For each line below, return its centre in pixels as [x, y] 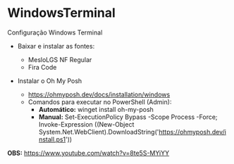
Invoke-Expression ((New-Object [86, 124]
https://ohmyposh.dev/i [192, 132]
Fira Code [42, 67]
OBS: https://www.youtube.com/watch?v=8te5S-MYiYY [88, 153]
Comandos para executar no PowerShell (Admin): [100, 102]
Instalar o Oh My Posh [50, 81]
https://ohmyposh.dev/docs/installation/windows [99, 94]
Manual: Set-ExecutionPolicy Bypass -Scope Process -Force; [128, 117]
